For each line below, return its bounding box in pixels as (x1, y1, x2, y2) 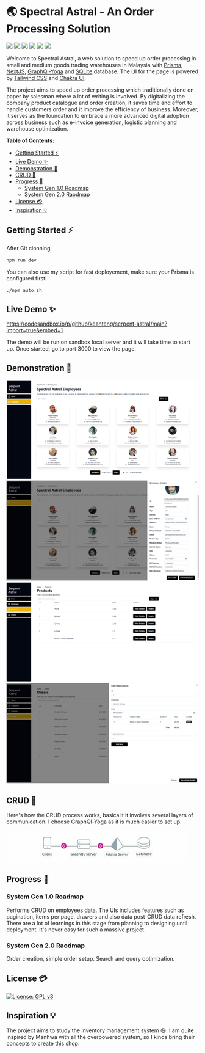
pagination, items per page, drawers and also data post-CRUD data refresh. (6, 913, 196, 920)
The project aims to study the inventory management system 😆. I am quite (6, 1027, 194, 1034)
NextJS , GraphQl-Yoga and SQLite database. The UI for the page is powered (6, 68, 198, 75)
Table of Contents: (6, 137, 55, 144)
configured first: (6, 274, 47, 282)
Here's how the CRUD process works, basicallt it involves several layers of (6, 812, 193, 819)
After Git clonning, (6, 244, 52, 252)
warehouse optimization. (6, 125, 68, 132)
